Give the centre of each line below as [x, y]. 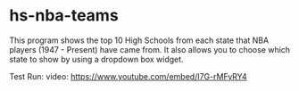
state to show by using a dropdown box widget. [97, 59]
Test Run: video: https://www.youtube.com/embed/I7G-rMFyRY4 [128, 76]
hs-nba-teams [64, 16]
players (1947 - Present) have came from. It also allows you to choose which [150, 49]
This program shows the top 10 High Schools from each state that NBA [139, 40]
